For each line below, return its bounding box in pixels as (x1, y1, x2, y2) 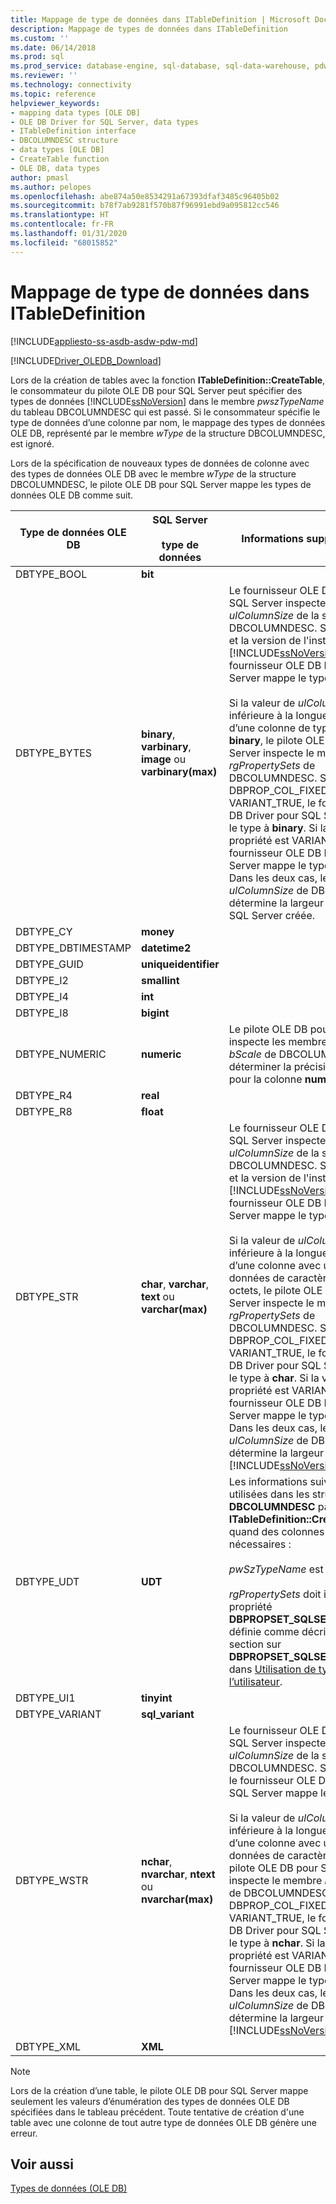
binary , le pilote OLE (228, 733, 325, 747)
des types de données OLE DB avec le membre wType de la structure (10, 467, 297, 480)
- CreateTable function (10, 154, 110, 164)
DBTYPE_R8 (15, 1104, 73, 1118)
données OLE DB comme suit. (10, 489, 134, 501)
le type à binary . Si (228, 821, 318, 835)
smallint (140, 973, 180, 987)
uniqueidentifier (140, 957, 220, 971)
